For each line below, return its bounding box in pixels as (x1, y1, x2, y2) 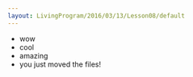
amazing (19, 51, 48, 60)
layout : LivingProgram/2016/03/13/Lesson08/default (7, 11, 185, 20)
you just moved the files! (19, 59, 102, 69)
